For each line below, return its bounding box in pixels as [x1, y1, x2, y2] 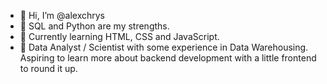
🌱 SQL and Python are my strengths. [19, 20, 170, 32]
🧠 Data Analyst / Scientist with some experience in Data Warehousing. [19, 41, 309, 53]
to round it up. [19, 63, 78, 74]
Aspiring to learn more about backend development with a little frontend [19, 52, 317, 64]
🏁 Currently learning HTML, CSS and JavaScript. [19, 31, 220, 42]
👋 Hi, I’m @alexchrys [19, 10, 105, 21]
